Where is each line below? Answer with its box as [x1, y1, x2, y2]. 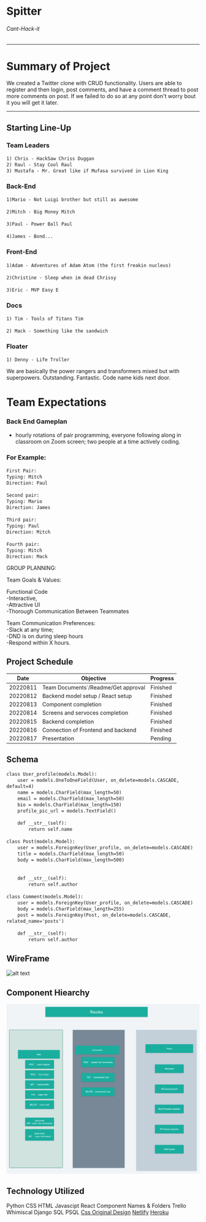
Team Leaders [6, 141, 50, 150]
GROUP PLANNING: [6, 564, 56, 571]
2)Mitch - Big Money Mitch [6, 209, 75, 215]
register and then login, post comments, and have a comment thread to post [6, 86, 199, 93]
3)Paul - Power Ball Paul [6, 221, 72, 227]
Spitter [6, 4, 42, 18]
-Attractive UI [6, 601, 40, 608]
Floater [6, 342, 28, 351]
